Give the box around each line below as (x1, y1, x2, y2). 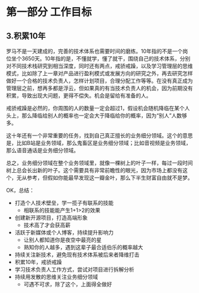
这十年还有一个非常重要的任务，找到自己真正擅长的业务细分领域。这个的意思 (6, 132, 193, 139)
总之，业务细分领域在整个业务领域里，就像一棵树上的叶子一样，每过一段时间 (6, 159, 193, 166)
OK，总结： (6, 187, 35, 194)
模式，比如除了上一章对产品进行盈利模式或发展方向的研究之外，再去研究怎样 (6, 70, 193, 77)
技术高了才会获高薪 (23, 221, 71, 228)
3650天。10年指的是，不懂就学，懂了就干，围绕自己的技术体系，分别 (21, 55, 191, 62)
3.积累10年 (6, 31, 46, 41)
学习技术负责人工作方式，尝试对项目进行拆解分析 (14, 266, 134, 273)
